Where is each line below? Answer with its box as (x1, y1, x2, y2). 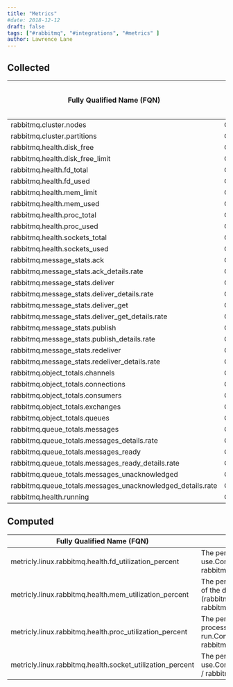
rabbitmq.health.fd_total (10, 164, 89, 174)
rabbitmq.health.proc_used (10, 221, 98, 231)
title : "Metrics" (7, 10, 58, 17)
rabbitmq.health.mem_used (10, 198, 100, 208)
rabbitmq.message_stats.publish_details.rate (10, 334, 156, 343)
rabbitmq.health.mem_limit (10, 187, 97, 197)
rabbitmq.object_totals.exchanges (10, 402, 121, 412)
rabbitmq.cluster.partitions (10, 131, 97, 141)
